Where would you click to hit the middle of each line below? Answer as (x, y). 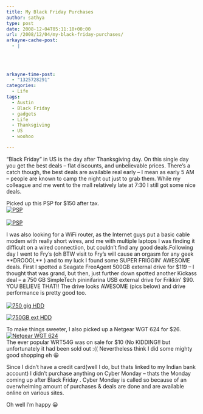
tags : (13, 97)
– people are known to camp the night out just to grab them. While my (94, 178)
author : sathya (26, 18)
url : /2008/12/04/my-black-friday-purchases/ (65, 35)
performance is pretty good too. (46, 292)
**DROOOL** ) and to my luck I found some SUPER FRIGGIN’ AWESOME (98, 260)
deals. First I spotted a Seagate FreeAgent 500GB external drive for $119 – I (100, 267)
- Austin (23, 102)
